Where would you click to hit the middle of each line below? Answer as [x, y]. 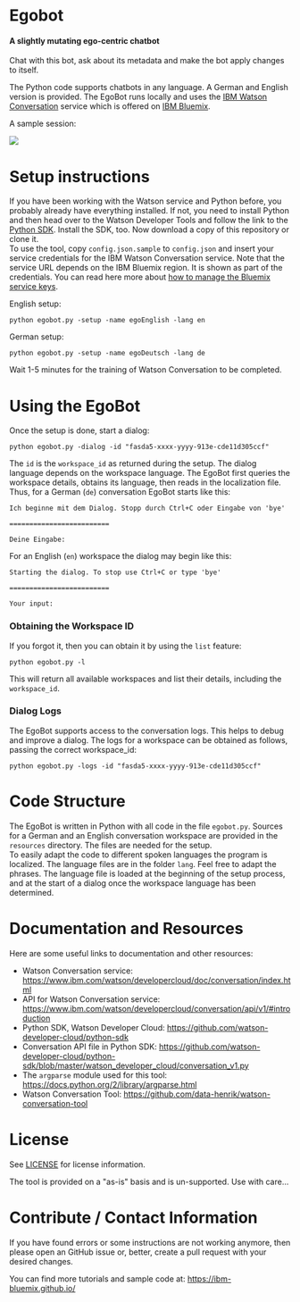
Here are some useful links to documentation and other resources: [131, 953]
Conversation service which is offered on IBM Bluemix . [110, 106]
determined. [32, 892]
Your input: [31, 604]
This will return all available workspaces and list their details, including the [146, 679]
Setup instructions [79, 176]
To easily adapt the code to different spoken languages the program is [138, 855]
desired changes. [41, 1261]
